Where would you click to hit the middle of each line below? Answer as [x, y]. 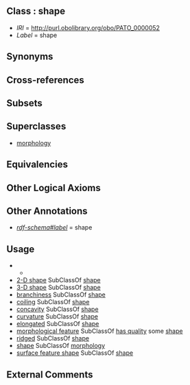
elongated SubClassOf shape [58, 324]
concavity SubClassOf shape [57, 309]
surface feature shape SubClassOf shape [75, 353]
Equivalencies [37, 165]
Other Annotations [47, 211]
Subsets [24, 103]
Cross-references [46, 80]
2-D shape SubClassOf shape [58, 280]
